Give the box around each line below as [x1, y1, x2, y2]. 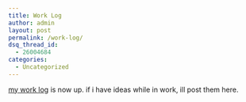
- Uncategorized [15, 63, 69, 71]
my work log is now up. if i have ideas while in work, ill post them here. [8, 85, 239, 94]
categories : [8, 56, 48, 64]
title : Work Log [8, 11, 62, 20]
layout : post [8, 26, 52, 34]
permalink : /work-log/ [8, 33, 83, 42]
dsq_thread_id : [8, 41, 59, 49]
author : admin [8, 19, 56, 27]
